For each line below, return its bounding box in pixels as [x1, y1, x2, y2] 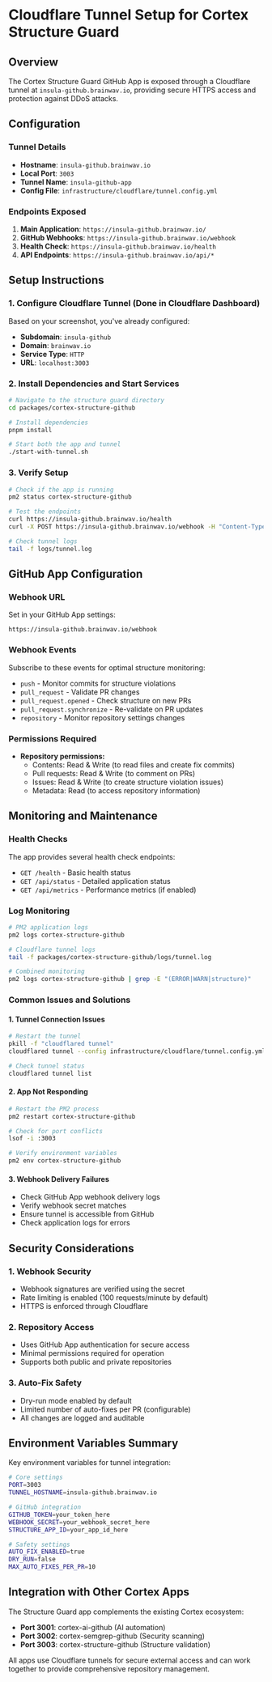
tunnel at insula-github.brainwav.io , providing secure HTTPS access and [8, 85, 257, 95]
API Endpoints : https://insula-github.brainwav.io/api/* [19, 249, 215, 260]
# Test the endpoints [8, 508, 82, 516]
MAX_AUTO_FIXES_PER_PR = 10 [8, 1563, 96, 1571]
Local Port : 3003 [19, 168, 74, 178]
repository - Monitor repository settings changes [19, 712, 185, 722]
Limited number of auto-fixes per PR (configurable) [19, 1404, 192, 1414]
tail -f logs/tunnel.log [8, 545, 92, 553]
